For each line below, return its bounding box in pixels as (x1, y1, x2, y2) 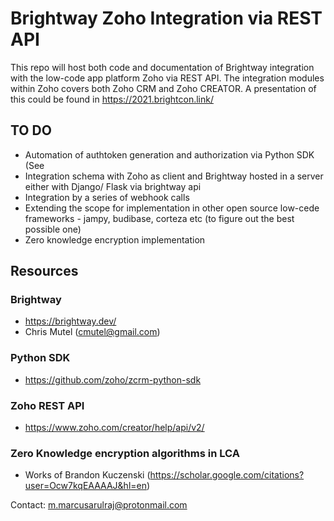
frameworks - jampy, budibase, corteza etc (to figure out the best (24, 212, 295, 224)
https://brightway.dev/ (24, 315, 117, 327)
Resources (10, 263, 79, 280)
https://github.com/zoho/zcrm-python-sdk (24, 373, 202, 386)
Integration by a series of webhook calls (24, 191, 190, 203)
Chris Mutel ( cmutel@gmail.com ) (24, 326, 161, 338)
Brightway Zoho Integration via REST (10, 7, 323, 30)
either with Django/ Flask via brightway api (24, 180, 202, 192)
